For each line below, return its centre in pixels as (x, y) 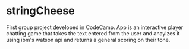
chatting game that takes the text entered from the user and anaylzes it (93, 33)
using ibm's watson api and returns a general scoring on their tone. (88, 40)
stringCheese (41, 11)
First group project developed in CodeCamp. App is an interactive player (95, 27)
